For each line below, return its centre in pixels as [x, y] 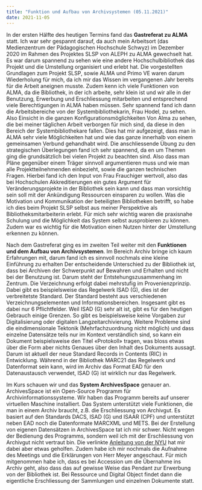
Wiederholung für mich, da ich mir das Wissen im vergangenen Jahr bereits [100, 80]
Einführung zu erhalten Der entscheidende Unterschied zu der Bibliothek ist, [101, 264]
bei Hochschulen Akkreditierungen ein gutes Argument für [79, 182]
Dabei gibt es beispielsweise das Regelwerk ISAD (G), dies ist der [87, 289]
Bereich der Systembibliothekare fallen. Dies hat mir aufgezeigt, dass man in [101, 131]
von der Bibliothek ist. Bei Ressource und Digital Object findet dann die [94, 474]
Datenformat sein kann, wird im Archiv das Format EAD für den [84, 366]
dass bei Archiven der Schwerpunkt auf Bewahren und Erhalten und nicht [97, 270]
